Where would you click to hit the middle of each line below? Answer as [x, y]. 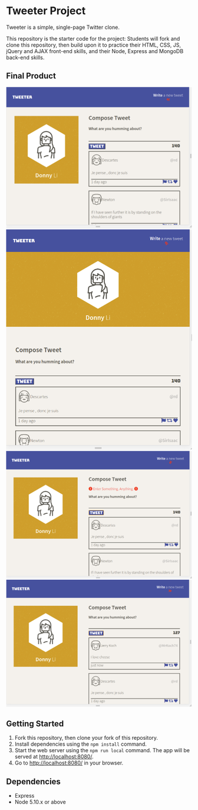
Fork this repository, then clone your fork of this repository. [86, 738]
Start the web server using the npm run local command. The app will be [102, 750]
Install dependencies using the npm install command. [81, 744]
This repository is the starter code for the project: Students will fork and [93, 38]
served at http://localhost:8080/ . [54, 757]
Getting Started [35, 724]
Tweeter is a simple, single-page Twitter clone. [63, 27]
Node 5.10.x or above [40, 802]
